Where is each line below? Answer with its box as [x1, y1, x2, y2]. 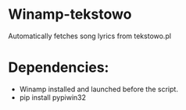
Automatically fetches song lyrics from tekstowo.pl [8, 31, 172, 41]
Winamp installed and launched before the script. [19, 84, 178, 94]
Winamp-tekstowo [8, 5, 132, 23]
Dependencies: [8, 59, 109, 76]
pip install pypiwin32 [19, 92, 86, 102]
